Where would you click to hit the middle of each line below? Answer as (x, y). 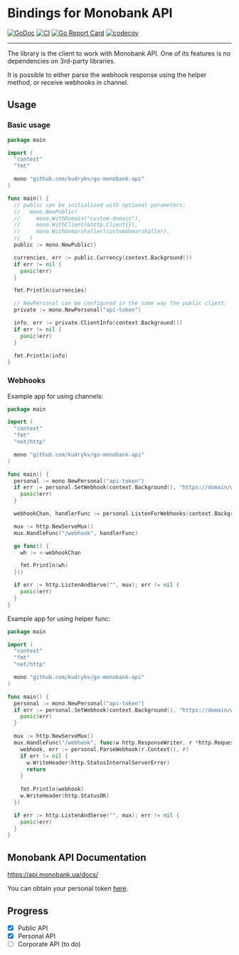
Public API (33, 928)
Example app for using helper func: (59, 618)
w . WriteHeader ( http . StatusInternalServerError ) (98, 762)
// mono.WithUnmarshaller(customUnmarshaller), (92, 232)
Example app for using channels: (55, 396)
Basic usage (29, 125)
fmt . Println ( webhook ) (52, 790)
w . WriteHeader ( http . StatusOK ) (65, 796)
